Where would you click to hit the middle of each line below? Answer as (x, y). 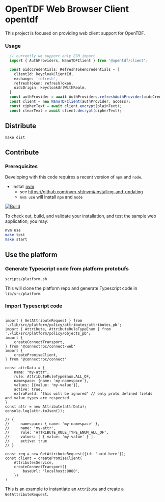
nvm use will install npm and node (51, 197)
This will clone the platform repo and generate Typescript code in (71, 288)
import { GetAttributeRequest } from (44, 321)
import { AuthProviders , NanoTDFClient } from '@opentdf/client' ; (79, 61)
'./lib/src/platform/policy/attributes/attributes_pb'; (63, 325)
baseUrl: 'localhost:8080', (51, 471)
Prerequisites (21, 166)
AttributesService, (34, 462)
